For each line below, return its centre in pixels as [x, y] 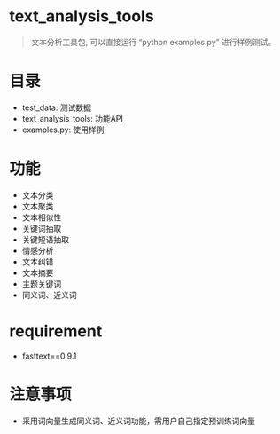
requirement [56, 331]
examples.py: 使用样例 [63, 130]
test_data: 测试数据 [56, 107]
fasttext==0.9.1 [49, 356]
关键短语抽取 [45, 239]
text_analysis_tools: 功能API [73, 118]
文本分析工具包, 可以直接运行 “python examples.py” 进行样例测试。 [153, 42]
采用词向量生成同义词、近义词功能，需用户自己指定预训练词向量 [138, 421]
